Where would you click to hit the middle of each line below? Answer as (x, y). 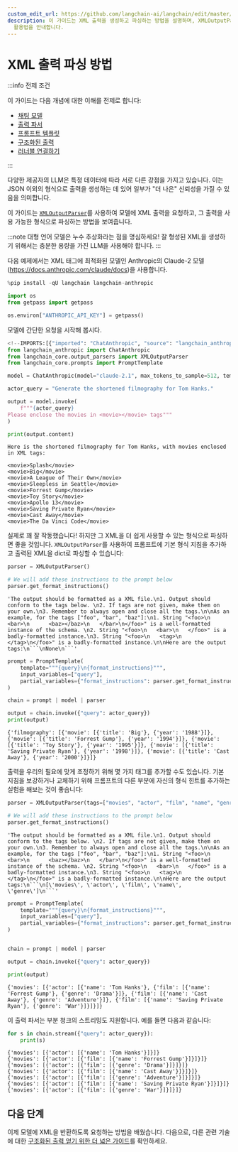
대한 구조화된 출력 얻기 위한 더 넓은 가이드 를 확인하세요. (91, 1141)
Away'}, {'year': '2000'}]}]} (52, 758)
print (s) (33, 1040)
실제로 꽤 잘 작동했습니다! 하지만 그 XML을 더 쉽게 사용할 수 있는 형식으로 (108, 536)
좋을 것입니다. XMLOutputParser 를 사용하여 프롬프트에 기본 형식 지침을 (111, 545)
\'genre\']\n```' (33, 891)
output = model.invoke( (42, 402)
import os (22, 296)
